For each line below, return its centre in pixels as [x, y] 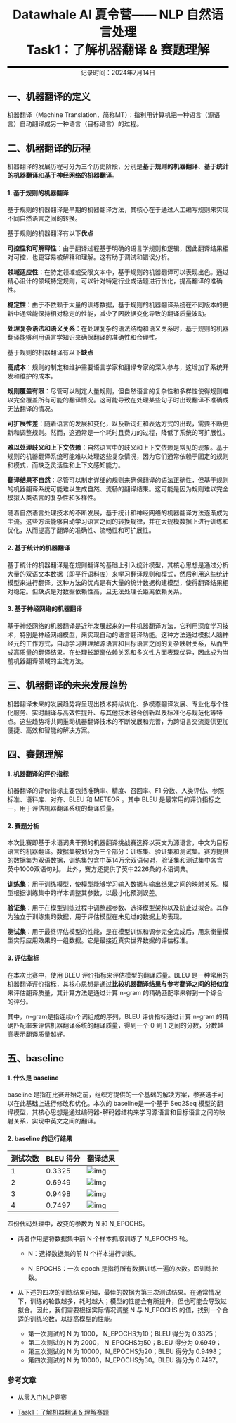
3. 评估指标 [24, 958]
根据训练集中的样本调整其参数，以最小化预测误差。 [87, 893]
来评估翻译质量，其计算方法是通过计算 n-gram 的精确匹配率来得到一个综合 [115, 992]
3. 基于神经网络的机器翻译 [45, 609]
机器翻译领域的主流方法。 [50, 661]
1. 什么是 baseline [33, 1078]
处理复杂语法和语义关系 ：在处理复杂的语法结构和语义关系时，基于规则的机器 [118, 328]
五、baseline [36, 1058]
